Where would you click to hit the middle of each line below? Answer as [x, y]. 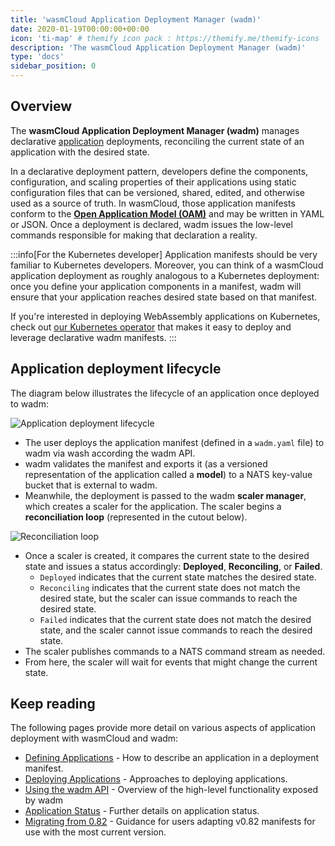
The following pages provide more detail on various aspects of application [163, 728]
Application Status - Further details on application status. [142, 811]
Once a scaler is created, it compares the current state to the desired [167, 555]
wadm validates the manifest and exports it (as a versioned [146, 463]
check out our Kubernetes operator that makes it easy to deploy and [151, 327]
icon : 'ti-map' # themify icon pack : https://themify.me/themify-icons [165, 38]
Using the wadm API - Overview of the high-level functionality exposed [171, 790]
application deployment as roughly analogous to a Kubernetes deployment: [165, 275]
